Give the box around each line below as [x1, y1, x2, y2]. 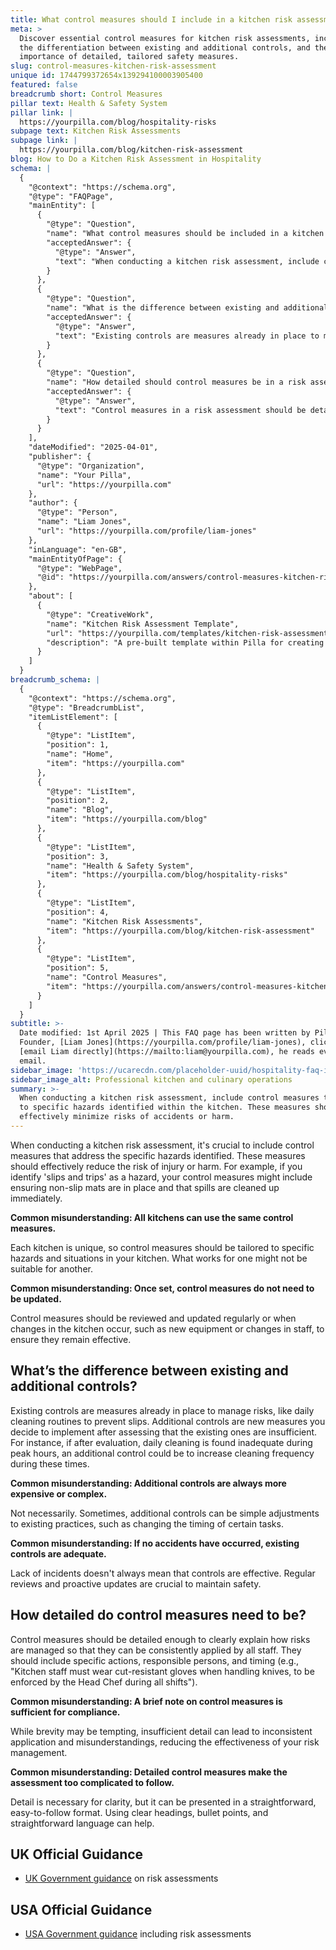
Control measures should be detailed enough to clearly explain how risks [10, 1633, 311, 1645]
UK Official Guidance [10, 1846, 144, 1863]
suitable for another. [10, 1262, 93, 1275]
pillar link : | [10, 107, 74, 118]
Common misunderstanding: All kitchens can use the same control [10, 1211, 294, 1223]
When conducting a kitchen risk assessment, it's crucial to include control [10, 1139, 315, 1151]
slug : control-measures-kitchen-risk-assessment [10, 61, 217, 71]
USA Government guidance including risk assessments [24, 1928, 252, 1940]
